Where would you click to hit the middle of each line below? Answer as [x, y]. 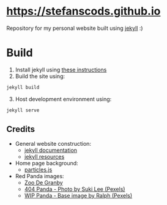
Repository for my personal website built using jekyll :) [75, 28]
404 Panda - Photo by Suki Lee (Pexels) [75, 189]
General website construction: [53, 144]
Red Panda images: [39, 176]
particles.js [38, 170]
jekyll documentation [51, 150]
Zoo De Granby [43, 183]
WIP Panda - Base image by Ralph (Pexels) [78, 196]
